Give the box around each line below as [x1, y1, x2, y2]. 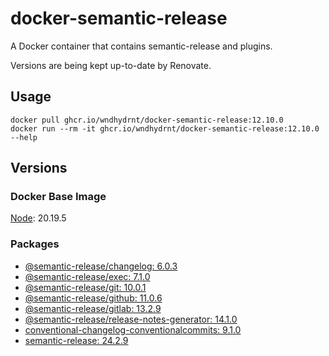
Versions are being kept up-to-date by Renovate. [10, 59, 212, 71]
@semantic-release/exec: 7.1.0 [24, 270, 151, 282]
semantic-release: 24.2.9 [24, 334, 129, 346]
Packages [10, 237, 60, 251]
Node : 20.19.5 [10, 212, 67, 224]
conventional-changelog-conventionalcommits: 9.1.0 [24, 323, 242, 336]
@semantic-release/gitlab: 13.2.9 [24, 302, 162, 314]
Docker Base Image [10, 190, 107, 204]
